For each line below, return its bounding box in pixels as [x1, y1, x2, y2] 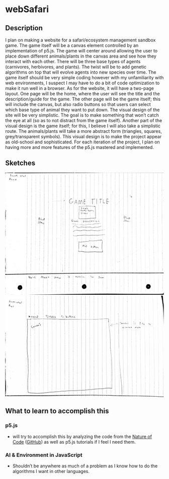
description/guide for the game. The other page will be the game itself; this [5, 96, 161, 102]
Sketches [5, 159, 36, 168]
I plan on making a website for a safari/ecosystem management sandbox [5, 37, 156, 43]
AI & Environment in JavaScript [5, 451, 83, 458]
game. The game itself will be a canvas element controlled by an [5, 42, 139, 48]
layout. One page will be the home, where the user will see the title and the [5, 91, 160, 96]
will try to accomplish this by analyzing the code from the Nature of [12, 433, 152, 440]
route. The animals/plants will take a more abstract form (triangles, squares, [5, 128, 162, 134]
